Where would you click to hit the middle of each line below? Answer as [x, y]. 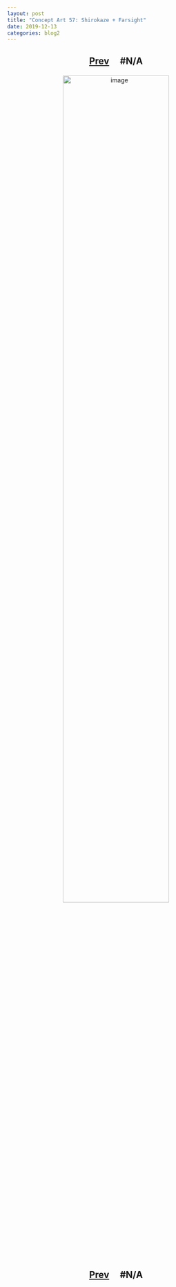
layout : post [26, 13]
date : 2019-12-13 [32, 26]
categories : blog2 [33, 33]
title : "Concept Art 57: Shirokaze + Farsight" [77, 20]
